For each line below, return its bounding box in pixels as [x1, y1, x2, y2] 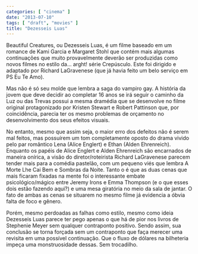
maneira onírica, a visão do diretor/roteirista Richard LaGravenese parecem [6, 153, 190, 161]
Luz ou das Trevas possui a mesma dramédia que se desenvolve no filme [6, 98, 186, 105]
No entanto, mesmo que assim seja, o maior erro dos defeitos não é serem [6, 128, 189, 135]
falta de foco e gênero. [6, 198, 62, 205]
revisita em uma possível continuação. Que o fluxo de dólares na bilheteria [6, 235, 189, 242]
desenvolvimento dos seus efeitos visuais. [6, 117, 110, 124]
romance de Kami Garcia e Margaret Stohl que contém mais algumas [6, 48, 175, 55]
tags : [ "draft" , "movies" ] [6, 20, 78, 26]
